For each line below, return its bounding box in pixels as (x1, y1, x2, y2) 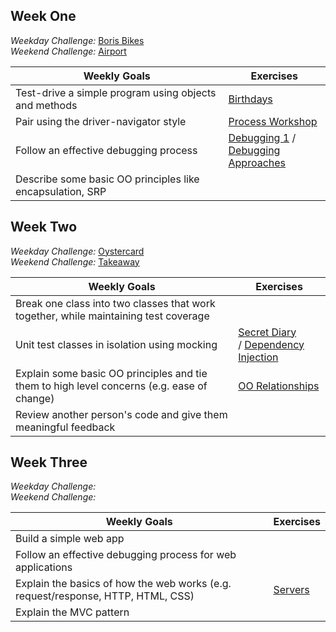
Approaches (228, 155, 287, 169)
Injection (238, 350, 279, 364)
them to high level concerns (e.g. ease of (15, 379, 208, 393)
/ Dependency (238, 337, 305, 351)
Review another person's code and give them (15, 407, 228, 421)
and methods (15, 98, 78, 112)
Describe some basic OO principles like (15, 172, 200, 186)
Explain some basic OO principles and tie (15, 366, 208, 380)
